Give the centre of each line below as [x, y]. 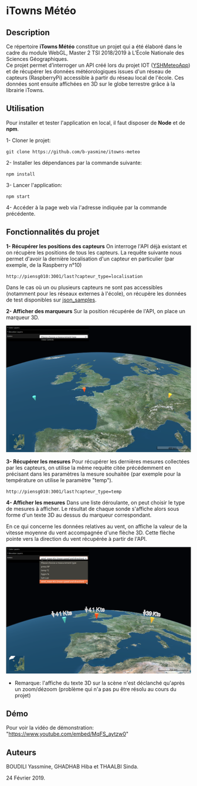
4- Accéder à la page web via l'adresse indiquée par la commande [86, 207]
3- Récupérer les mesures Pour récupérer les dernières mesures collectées [98, 461]
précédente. [21, 214]
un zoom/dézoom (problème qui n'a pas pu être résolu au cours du [96, 689]
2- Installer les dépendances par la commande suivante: [74, 162]
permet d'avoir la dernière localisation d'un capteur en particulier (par [90, 259]
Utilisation [25, 109]
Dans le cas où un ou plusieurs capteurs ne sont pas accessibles [84, 287]
